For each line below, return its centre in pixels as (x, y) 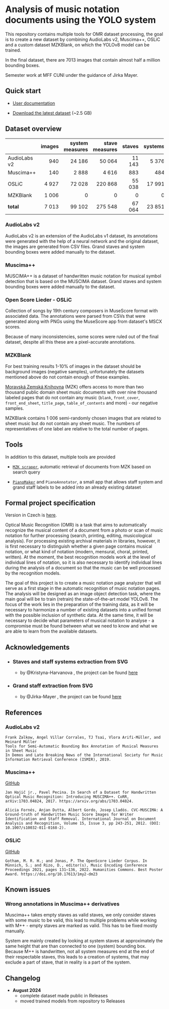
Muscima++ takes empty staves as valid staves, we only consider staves (80, 915)
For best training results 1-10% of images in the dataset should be (73, 366)
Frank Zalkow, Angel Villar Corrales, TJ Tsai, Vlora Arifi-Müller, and (83, 738)
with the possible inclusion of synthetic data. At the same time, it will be (79, 615)
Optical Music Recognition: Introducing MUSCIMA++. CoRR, (67, 797)
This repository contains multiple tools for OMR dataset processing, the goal (84, 34)
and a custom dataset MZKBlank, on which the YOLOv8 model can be (77, 44)
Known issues (28, 890)
